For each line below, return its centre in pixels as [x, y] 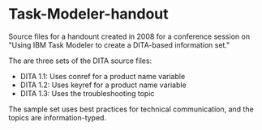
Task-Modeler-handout [88, 14]
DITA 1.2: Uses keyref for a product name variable [103, 85]
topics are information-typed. [58, 117]
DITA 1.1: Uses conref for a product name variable [103, 76]
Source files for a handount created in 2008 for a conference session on [129, 36]
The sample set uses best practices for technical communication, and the [131, 109]
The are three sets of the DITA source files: [80, 61]
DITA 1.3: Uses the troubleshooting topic [87, 93]
